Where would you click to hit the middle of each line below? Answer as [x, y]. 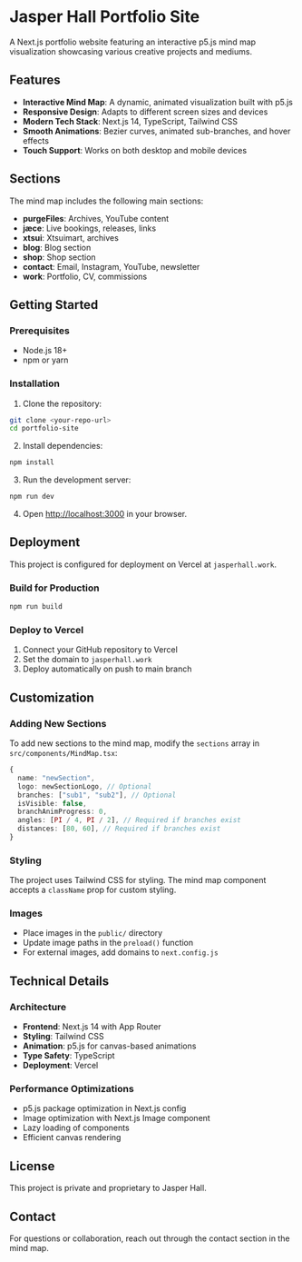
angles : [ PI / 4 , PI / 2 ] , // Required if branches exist [130, 820]
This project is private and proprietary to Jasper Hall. [108, 1188]
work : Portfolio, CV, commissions [85, 276]
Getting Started [54, 305]
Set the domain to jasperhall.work [87, 660]
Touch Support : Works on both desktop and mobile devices [135, 150]
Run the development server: [77, 480]
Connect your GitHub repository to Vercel [100, 650]
